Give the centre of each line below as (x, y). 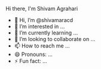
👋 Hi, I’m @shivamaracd (44, 20)
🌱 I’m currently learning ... (46, 33)
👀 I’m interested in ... (39, 26)
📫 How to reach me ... (42, 46)
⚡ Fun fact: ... (30, 61)
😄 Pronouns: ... (33, 54)
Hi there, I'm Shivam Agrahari (42, 9)
